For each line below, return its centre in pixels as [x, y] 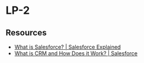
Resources [26, 33]
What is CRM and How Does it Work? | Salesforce [76, 53]
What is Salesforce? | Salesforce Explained [67, 47]
